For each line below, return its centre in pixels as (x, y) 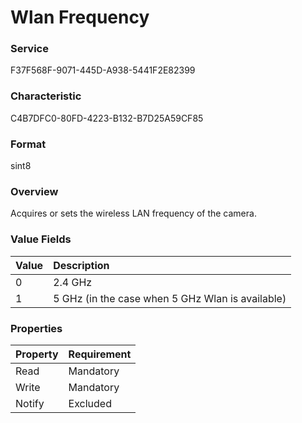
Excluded (90, 403)
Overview (34, 191)
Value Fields (41, 239)
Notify (30, 403)
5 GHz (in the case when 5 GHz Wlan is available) (170, 298)
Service (29, 49)
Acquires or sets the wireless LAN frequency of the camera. (133, 213)
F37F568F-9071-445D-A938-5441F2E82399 (103, 70)
